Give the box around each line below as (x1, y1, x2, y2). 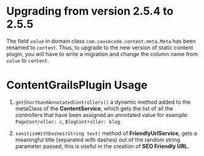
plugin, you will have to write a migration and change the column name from (6, 50, 198, 57)
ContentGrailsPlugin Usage (6, 78, 148, 92)
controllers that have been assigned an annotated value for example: (15, 111, 189, 118)
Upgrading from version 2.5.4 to (6, 4, 173, 18)
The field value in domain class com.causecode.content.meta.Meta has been (6, 37, 196, 44)
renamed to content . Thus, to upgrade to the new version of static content (6, 44, 194, 51)
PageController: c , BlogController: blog (15, 118, 121, 125)
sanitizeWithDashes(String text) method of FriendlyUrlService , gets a (15, 129, 197, 136)
